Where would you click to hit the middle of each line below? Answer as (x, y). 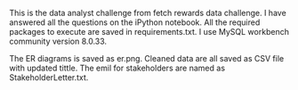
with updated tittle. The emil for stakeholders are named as (117, 68)
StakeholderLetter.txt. (49, 78)
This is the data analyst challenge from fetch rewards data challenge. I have (148, 13)
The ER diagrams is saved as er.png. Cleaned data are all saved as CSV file (147, 58)
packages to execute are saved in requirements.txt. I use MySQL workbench (149, 32)
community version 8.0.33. (58, 41)
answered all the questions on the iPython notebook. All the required (135, 22)
